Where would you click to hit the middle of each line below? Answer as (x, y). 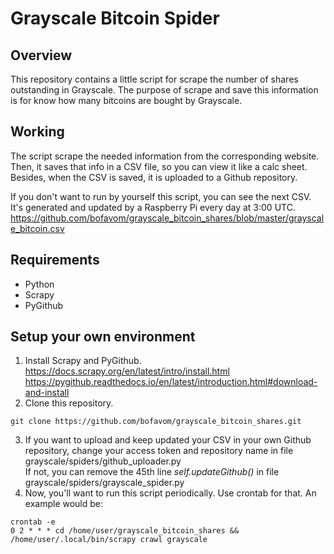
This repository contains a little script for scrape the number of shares (154, 79)
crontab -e (33, 522)
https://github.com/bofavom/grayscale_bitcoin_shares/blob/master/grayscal (167, 218)
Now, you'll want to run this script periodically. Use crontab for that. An (170, 493)
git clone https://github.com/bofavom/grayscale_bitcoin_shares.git (156, 422)
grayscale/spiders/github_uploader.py (103, 461)
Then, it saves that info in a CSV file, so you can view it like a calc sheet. (159, 166)
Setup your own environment (103, 337)
